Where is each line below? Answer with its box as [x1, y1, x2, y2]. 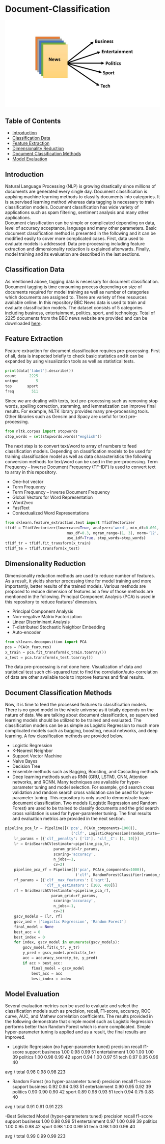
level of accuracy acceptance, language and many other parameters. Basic [5, 225, 157, 231]
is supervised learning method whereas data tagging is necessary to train [5, 199, 154, 205]
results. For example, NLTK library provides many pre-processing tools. [5, 408, 150, 414]
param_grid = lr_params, [53, 846, 100, 851]
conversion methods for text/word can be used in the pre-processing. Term [5, 458, 158, 464]
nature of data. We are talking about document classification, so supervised [5, 712, 159, 718]
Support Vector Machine [12, 753, 62, 759]
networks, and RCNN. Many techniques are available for [12, 779, 126, 785]
